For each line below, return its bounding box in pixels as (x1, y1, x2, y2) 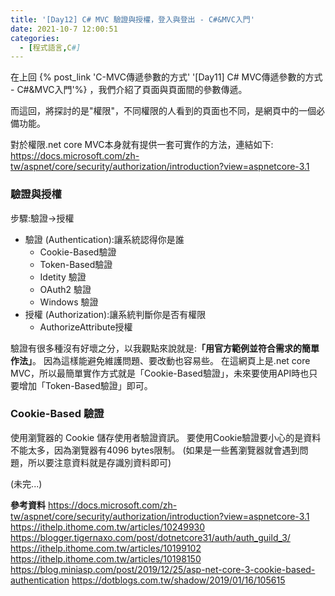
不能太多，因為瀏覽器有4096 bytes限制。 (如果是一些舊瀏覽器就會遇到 (10, 444, 300, 456)
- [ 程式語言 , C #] (19, 42, 82, 53)
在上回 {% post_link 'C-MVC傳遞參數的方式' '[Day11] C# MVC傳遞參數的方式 (10, 71, 323, 83)
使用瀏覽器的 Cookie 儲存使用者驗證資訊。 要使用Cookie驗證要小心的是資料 (10, 431, 322, 443)
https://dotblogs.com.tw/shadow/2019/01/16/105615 (71, 574, 286, 586)
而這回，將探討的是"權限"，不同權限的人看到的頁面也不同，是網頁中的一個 (10, 105, 317, 117)
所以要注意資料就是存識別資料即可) (27, 456, 172, 468)
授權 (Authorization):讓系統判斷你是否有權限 (24, 308, 207, 320)
